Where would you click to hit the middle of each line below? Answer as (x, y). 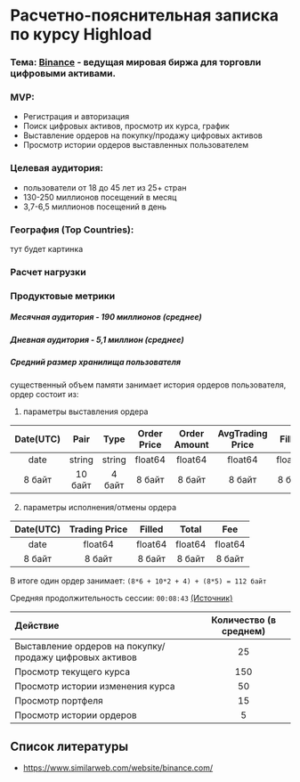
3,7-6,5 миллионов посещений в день (95, 207)
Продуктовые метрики (63, 296)
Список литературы (69, 746)
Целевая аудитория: (57, 168)
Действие (37, 625)
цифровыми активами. (63, 74)
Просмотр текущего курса (73, 672)
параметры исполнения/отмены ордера (100, 507)
